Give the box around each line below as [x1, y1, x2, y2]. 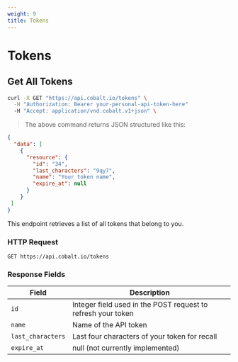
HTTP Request [7, 237, 59, 247]
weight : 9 [7, 10, 37, 18]
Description [130, 288, 170, 298]
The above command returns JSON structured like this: [24, 120, 186, 129]
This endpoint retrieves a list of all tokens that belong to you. [7, 219, 184, 227]
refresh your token [72, 309, 134, 319]
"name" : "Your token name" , [33, 174, 115, 181]
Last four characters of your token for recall [72, 332, 217, 341]
